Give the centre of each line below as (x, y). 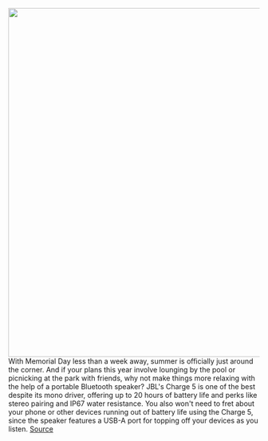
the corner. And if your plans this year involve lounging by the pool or (122, 370)
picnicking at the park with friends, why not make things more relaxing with (132, 378)
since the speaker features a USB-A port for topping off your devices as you (134, 420)
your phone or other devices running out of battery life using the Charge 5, (131, 412)
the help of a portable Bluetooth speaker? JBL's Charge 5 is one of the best (132, 386)
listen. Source (31, 429)
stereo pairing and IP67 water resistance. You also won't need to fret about (132, 404)
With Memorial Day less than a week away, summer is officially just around (131, 361)
